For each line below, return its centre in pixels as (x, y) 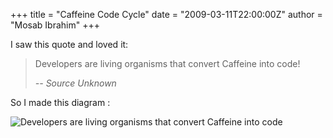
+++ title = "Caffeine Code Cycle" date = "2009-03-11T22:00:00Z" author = (166, 14)
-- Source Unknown (75, 83)
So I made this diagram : (60, 102)
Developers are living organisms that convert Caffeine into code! (167, 63)
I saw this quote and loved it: (69, 44)
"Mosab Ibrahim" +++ (55, 25)
